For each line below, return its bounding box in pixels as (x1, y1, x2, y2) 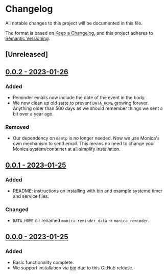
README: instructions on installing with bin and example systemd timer (12, 188, 163, 194)
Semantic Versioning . (5, 35, 50, 41)
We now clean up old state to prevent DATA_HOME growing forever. (12, 100, 149, 106)
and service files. (12, 193, 50, 199)
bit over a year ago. (12, 111, 54, 117)
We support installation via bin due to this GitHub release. (12, 264, 134, 271)
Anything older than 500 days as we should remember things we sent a (12, 105, 163, 111)
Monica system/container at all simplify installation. (12, 146, 121, 152)
